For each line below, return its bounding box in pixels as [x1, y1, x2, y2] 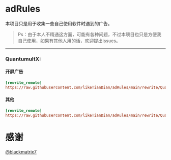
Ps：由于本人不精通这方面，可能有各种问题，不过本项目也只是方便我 [17, 31, 162, 37]
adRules [5, 3, 41, 15]
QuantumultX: [5, 55, 42, 62]
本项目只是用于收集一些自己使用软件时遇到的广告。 [5, 20, 112, 26]
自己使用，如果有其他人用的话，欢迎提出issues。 [17, 38, 121, 44]
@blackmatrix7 [5, 148, 37, 155]
